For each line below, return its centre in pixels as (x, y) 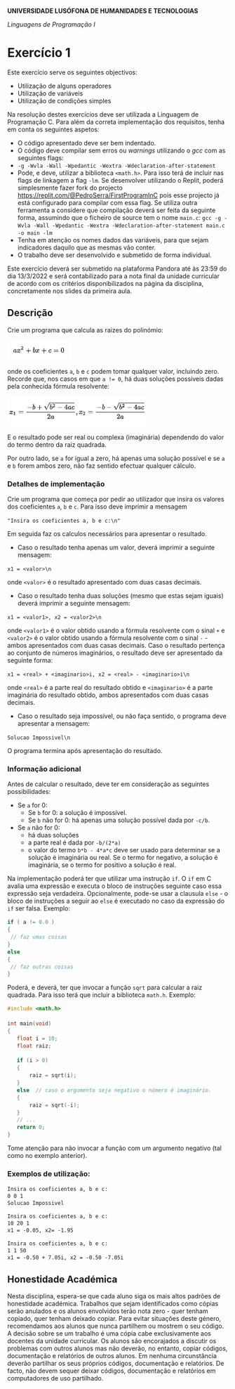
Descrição (30, 313)
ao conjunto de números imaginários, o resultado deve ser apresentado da (115, 653)
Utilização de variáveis (50, 93)
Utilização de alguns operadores (65, 86)
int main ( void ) (29, 1024)
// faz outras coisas (42, 967)
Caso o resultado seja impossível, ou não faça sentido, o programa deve (122, 716)
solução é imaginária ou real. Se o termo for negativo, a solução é (123, 858)
